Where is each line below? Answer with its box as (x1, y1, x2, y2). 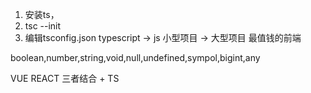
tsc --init (24, 20, 62, 32)
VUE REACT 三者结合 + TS (10, 73, 120, 84)
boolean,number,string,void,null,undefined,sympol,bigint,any (10, 52, 261, 63)
